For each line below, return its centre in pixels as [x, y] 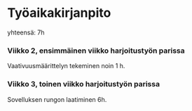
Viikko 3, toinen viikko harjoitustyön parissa [83, 84]
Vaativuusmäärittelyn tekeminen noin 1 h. [66, 66]
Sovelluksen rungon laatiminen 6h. [57, 99]
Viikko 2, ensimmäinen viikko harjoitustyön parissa [96, 51]
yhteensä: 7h [26, 32]
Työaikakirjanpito [59, 13]
